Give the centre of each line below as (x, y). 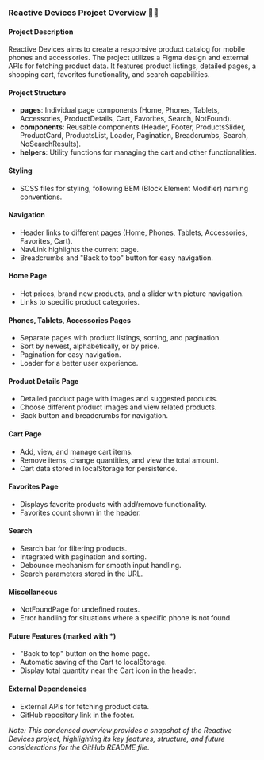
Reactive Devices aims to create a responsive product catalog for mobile (127, 49)
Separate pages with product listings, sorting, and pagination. (121, 338)
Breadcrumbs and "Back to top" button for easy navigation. (117, 258)
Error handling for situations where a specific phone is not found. (126, 618)
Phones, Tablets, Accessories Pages (69, 320)
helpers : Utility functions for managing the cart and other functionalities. (138, 152)
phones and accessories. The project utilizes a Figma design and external (129, 58)
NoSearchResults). (50, 144)
